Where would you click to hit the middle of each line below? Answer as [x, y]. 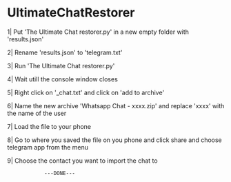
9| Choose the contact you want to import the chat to [82, 161]
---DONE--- [60, 173]
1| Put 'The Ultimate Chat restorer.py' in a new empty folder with [98, 32]
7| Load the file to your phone [49, 126]
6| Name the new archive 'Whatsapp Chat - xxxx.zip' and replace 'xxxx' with [116, 105]
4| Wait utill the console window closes [63, 79]
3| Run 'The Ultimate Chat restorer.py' [61, 65]
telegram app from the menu [48, 147]
